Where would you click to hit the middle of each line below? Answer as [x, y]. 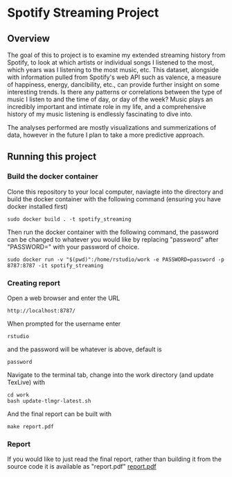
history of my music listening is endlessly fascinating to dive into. [100, 114]
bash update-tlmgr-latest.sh [49, 401]
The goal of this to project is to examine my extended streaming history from [116, 55]
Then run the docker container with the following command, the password [113, 232]
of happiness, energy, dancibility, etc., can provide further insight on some [114, 84]
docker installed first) [37, 206]
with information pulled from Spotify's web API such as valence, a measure [114, 77]
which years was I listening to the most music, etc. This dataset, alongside [113, 70]
